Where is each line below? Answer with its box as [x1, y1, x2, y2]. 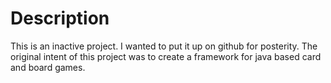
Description [10, 7, 110, 30]
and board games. [10, 61, 86, 73]
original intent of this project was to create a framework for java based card [10, 50, 322, 62]
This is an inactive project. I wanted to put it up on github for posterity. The [10, 40, 318, 52]
